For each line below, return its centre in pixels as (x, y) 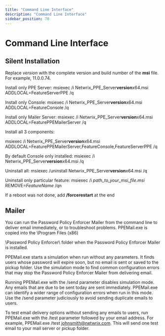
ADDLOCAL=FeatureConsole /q (37, 108)
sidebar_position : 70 (27, 19)
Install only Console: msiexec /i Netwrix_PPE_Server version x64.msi (74, 102)
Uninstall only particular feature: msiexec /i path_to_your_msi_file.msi (75, 180)
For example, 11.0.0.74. (28, 78)
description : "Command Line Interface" (46, 14)
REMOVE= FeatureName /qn (33, 186)
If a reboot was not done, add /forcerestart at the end (60, 195)
